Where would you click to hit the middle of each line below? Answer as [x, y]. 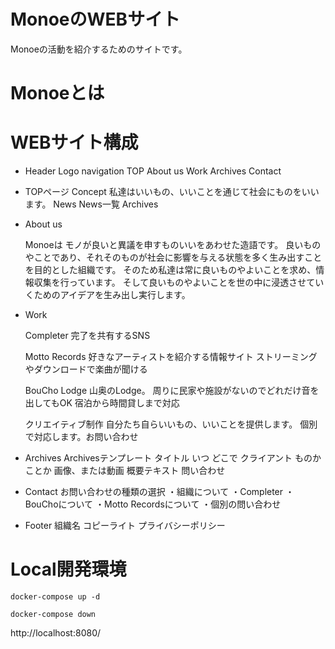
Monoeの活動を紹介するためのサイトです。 [99, 49]
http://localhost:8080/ [56, 633]
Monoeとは [57, 93]
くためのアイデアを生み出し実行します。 [107, 295]
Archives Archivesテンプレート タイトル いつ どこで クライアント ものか [173, 458]
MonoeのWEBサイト [95, 19]
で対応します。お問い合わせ [81, 437]
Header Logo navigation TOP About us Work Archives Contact [153, 171]
